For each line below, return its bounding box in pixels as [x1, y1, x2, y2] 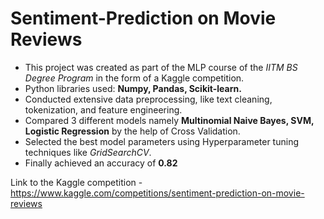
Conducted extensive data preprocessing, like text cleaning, [24, 93, 273, 105]
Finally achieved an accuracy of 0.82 [24, 157, 178, 169]
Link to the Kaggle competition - [10, 176, 143, 188]
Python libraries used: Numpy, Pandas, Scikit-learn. [24, 82, 242, 94]
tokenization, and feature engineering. [24, 103, 183, 116]
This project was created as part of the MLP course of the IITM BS [24, 61, 298, 73]
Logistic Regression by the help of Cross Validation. [24, 125, 241, 137]
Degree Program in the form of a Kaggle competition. [24, 72, 245, 84]
